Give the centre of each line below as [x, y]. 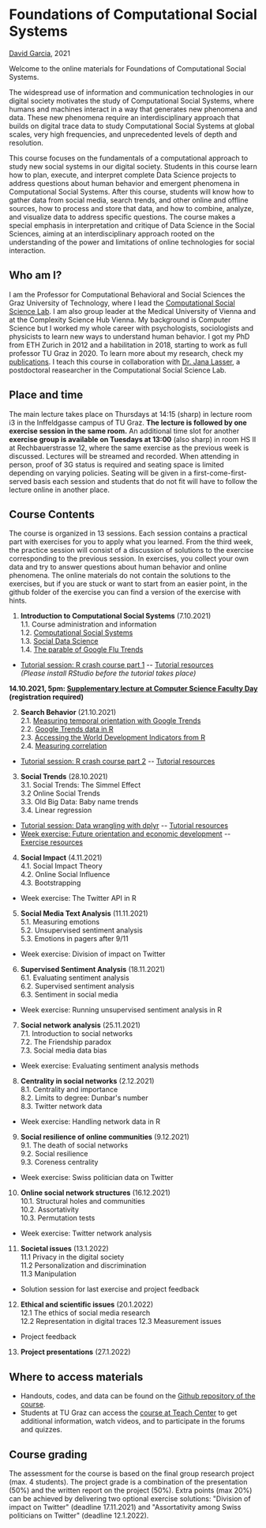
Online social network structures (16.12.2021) [95, 1193]
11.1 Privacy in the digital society [72, 1257]
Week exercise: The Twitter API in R [78, 898]
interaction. [28, 250]
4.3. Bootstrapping [51, 883]
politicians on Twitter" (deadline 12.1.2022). [79, 1515]
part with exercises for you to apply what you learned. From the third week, [131, 542]
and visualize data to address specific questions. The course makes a [122, 217]
